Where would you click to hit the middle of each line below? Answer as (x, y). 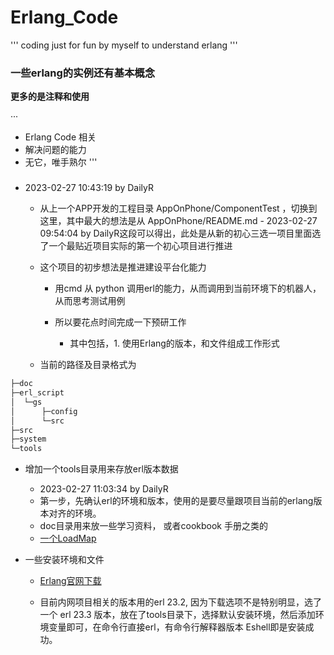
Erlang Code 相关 (60, 137)
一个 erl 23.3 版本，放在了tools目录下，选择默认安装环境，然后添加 (177, 615)
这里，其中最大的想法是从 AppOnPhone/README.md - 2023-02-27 (178, 221)
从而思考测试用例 (90, 301)
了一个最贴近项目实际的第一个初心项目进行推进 (136, 246)
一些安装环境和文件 (64, 560)
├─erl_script (37, 393)
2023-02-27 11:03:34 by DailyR (104, 489)
